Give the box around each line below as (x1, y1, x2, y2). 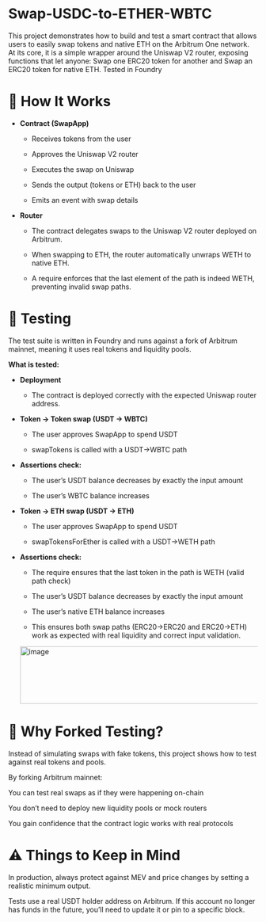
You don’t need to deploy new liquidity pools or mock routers (8, 803, 207, 813)
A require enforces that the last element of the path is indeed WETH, (31, 273, 255, 283)
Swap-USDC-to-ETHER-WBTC (8, 5, 212, 23)
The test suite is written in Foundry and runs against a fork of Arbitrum (8, 336, 237, 345)
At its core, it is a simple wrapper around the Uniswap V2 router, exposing (8, 48, 249, 57)
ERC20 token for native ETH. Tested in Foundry (8, 64, 162, 74)
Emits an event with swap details (31, 195, 139, 204)
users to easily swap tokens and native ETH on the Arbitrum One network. (8, 39, 249, 48)
